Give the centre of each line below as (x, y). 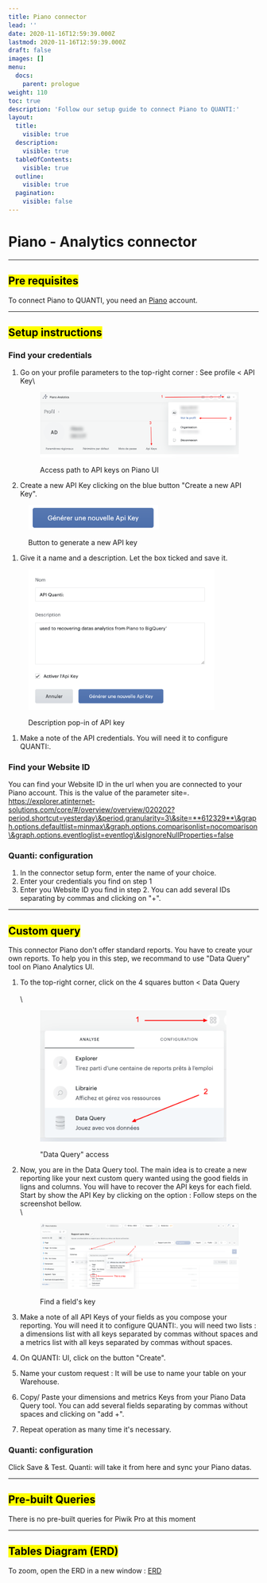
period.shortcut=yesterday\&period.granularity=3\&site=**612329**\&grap (132, 818)
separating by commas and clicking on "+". (90, 899)
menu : (17, 68)
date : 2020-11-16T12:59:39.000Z (62, 33)
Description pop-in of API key (77, 722)
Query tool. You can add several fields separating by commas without (133, 1406)
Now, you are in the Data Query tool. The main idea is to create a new (133, 1170)
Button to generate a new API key (83, 543)
